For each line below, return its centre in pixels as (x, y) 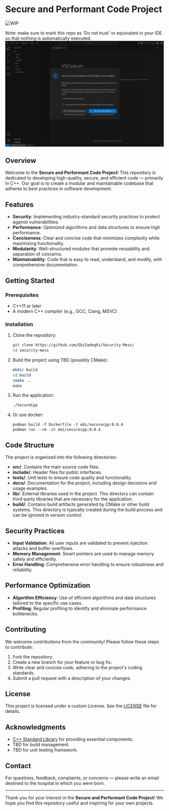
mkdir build (25, 370)
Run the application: (33, 395)
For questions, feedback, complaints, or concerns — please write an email (82, 778)
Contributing (26, 630)
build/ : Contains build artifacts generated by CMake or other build (81, 505)
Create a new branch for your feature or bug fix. (62, 662)
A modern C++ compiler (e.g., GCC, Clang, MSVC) (65, 311)
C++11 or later (27, 306)
